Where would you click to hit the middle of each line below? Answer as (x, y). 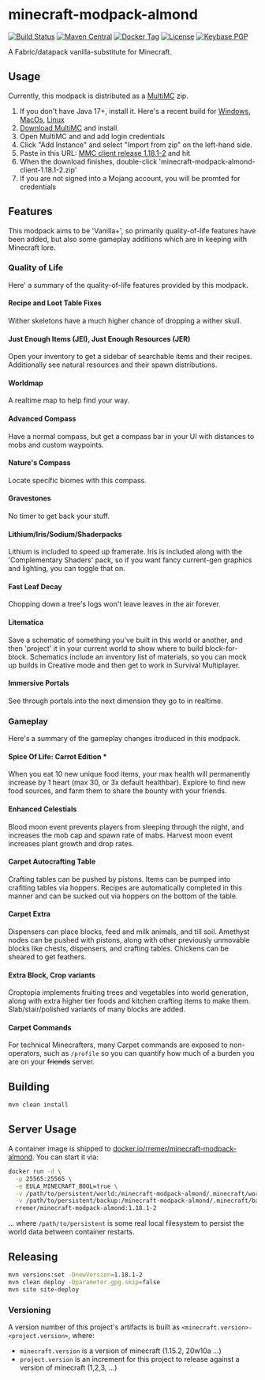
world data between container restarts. (71, 1232)
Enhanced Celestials (43, 809)
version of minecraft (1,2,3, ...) (68, 1367)
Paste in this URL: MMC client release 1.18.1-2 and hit (105, 153)
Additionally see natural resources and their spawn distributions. (113, 365)
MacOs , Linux (42, 119)
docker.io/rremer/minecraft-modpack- (175, 1148)
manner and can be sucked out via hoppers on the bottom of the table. (123, 896)
